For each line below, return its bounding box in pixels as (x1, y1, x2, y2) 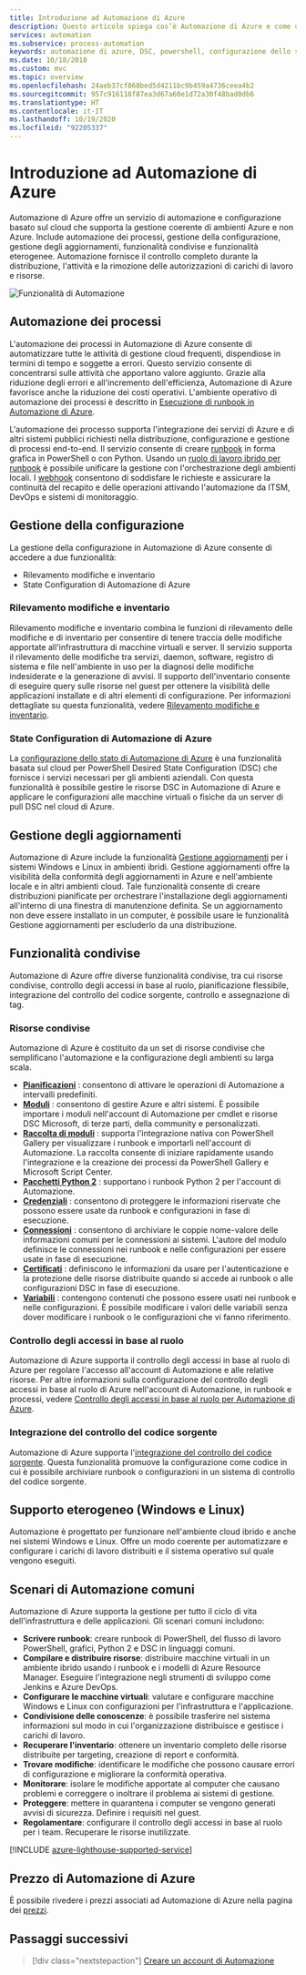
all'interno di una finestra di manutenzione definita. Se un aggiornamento (9, 900, 283, 911)
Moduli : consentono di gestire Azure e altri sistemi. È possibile (22, 1099, 260, 1110)
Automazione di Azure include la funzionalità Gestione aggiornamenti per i (9, 851, 289, 862)
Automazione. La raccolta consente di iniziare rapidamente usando (22, 1147, 274, 1158)
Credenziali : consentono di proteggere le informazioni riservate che (22, 1196, 280, 1206)
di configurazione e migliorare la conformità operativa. (22, 1768, 228, 1780)
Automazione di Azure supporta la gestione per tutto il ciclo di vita (9, 1606, 258, 1617)
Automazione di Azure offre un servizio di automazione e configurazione (9, 211, 282, 223)
